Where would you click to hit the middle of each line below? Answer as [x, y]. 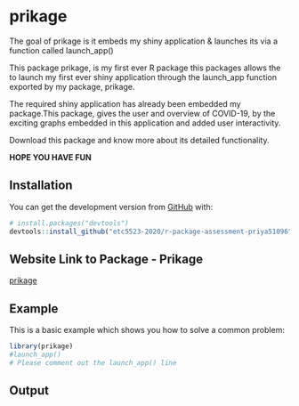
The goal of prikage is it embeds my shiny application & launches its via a [144, 41]
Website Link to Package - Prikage [106, 259]
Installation [41, 186]
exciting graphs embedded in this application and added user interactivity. [145, 123]
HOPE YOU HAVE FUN [50, 157]
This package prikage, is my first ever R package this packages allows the [145, 68]
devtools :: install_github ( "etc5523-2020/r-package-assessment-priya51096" [151, 231]
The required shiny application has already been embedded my [125, 103]
